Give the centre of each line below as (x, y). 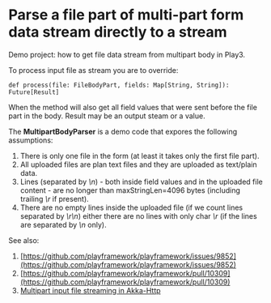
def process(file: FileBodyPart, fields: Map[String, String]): (119, 85)
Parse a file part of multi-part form (126, 15)
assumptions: (31, 140)
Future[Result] (34, 92)
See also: (24, 240)
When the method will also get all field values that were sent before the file (133, 107)
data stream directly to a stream (118, 32)
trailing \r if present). (54, 198)
